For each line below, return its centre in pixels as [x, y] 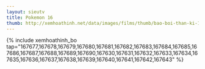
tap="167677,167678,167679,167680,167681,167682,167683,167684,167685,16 [102, 47]
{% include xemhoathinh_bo [42, 41]
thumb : [15, 23]
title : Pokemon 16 [30, 18]
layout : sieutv [26, 12]
